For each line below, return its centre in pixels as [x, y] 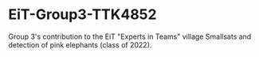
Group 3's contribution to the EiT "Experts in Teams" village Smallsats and [130, 36]
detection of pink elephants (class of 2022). [80, 44]
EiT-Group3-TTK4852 [82, 15]
